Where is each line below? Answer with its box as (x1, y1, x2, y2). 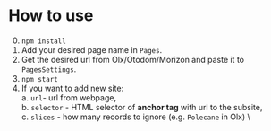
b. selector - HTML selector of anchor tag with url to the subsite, (21, 101, 263, 112)
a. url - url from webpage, (21, 92, 117, 103)
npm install (21, 37, 66, 46)
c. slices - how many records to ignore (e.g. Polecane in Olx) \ (21, 111, 251, 122)
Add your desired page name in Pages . (21, 44, 163, 55)
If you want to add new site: (21, 83, 124, 93)
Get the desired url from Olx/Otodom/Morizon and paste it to (21, 54, 245, 65)
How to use (8, 5, 94, 26)
